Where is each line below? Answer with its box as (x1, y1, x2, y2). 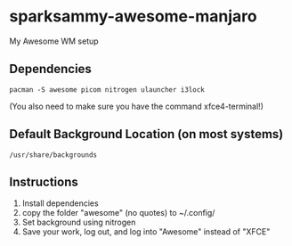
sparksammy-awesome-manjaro (9, 6, 257, 27)
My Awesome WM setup (9, 36, 100, 46)
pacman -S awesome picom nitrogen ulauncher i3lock (9, 85, 205, 94)
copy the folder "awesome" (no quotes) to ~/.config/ (21, 208, 215, 218)
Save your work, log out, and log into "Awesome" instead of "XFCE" (21, 226, 271, 237)
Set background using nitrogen (21, 217, 136, 228)
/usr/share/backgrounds (9, 150, 98, 160)
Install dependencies (21, 198, 100, 209)
